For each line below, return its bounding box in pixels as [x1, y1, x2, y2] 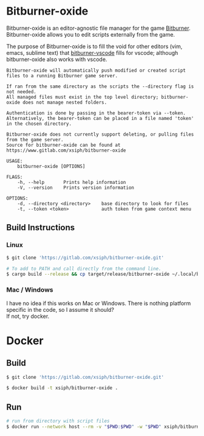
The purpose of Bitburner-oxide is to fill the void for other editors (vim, [6, 43, 183, 50]
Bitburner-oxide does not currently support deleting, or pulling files [6, 131, 194, 138]
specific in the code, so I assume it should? [6, 306, 114, 313]
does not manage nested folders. [22, 99, 107, 105]
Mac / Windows [6, 286, 53, 294]
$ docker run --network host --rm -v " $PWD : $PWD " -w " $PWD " [6, 423, 162, 430]
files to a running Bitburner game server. [6, 72, 118, 79]
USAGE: [6, 158, 23, 164]
